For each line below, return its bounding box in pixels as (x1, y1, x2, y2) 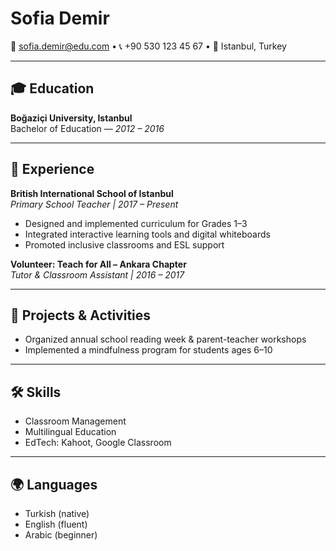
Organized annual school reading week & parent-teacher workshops (24, 333, 307, 346)
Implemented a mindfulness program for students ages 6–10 (24, 344, 273, 356)
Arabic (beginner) (24, 529, 98, 541)
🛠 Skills (10, 383, 62, 401)
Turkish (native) (24, 508, 90, 519)
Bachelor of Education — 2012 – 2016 (10, 122, 165, 134)
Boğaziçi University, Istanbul (10, 112, 133, 124)
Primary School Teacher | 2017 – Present (10, 198, 179, 210)
